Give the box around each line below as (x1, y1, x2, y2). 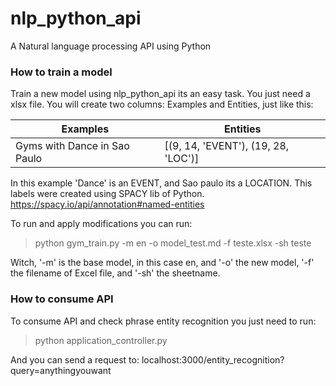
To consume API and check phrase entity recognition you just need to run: (10, 315, 317, 327)
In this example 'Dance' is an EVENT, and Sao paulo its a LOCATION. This (10, 177, 313, 189)
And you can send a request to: (10, 353, 140, 366)
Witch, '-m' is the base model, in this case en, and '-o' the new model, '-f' (10, 257, 315, 269)
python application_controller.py (34, 334, 168, 346)
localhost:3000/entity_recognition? (141, 353, 285, 366)
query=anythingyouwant (10, 364, 112, 376)
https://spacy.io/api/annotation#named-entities (10, 198, 205, 211)
